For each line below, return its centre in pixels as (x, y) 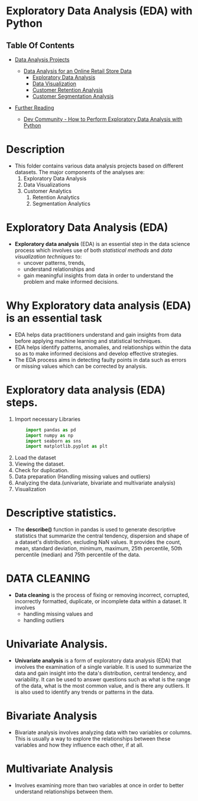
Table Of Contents (40, 45)
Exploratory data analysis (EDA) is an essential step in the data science (102, 243)
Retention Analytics (56, 197)
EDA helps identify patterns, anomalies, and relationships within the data (103, 347)
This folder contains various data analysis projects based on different (99, 166)
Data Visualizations (47, 184)
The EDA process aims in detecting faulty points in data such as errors (100, 360)
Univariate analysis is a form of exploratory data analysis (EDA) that (98, 661)
